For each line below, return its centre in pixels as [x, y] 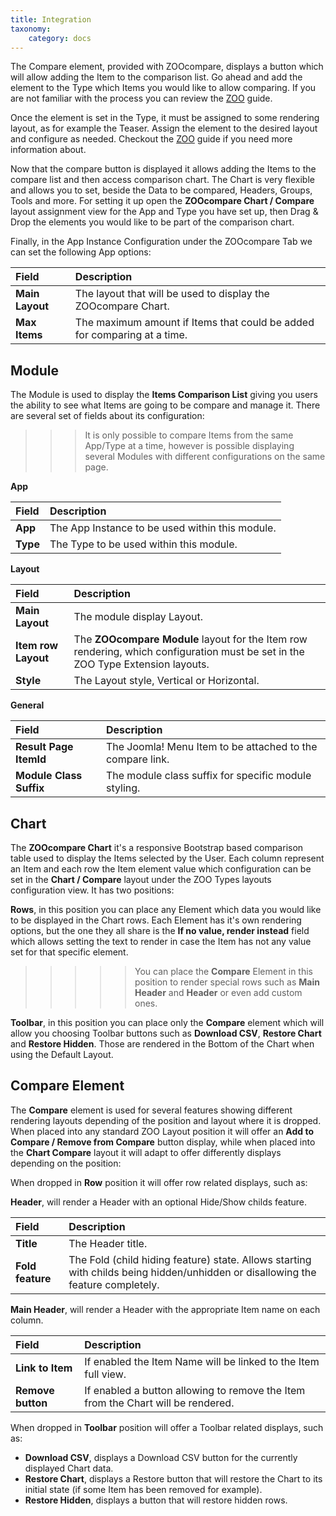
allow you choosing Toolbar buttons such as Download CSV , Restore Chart [166, 1033]
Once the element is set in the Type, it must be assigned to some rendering [165, 118]
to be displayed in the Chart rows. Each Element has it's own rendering [156, 920]
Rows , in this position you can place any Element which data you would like [166, 909]
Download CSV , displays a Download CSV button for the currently [161, 1457]
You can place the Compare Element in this [223, 971]
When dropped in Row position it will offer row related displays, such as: [159, 1182]
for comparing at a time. [131, 335]
